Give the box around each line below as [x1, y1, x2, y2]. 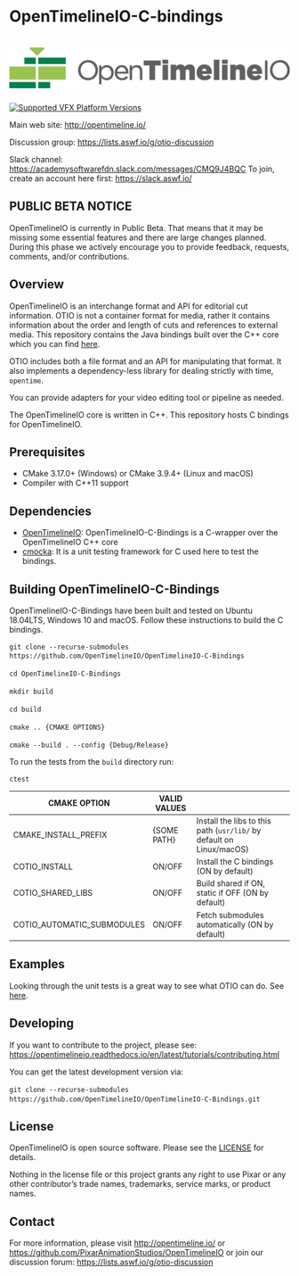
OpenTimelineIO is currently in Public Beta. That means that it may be [9, 222, 264, 233]
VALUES [155, 802, 187, 813]
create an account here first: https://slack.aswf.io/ [9, 172, 193, 184]
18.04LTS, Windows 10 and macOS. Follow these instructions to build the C [9, 615, 284, 626]
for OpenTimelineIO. [9, 418, 83, 429]
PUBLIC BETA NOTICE [9, 199, 133, 214]
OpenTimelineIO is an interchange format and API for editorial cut [9, 301, 248, 311]
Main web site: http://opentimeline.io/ [9, 119, 147, 130]
